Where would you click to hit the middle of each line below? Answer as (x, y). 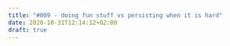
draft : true (27, 30)
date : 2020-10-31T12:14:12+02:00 (63, 23)
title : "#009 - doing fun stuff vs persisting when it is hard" (115, 15)
